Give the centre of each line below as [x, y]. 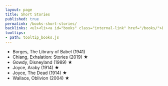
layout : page [19, 10]
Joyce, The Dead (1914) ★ [40, 73]
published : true [22, 19]
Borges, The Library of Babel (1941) [49, 51]
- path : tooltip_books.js [32, 38]
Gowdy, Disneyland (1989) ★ [42, 62]
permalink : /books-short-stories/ [41, 24]
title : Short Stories [28, 14]
